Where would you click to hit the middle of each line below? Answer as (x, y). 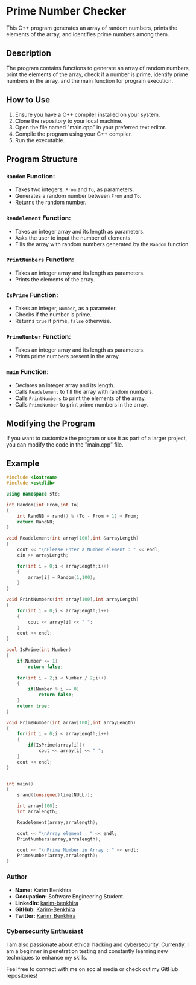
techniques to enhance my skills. (47, 957)
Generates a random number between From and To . (78, 196)
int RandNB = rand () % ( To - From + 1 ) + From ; (78, 516)
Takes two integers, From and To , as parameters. (74, 189)
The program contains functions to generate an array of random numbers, (98, 68)
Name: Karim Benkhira (43, 890)
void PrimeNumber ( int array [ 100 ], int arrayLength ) (71, 722)
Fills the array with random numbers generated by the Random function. (102, 244)
